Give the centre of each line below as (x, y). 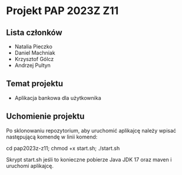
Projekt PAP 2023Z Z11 (62, 11)
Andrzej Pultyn (33, 65)
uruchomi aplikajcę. (30, 166)
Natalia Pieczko (34, 46)
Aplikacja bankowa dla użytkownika (58, 97)
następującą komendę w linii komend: (52, 137)
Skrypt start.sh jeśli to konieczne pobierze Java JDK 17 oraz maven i (89, 159)
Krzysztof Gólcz (34, 59)
